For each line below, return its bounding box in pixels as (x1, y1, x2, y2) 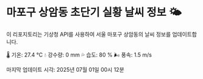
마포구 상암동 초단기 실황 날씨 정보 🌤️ (6, 5, 182, 19)
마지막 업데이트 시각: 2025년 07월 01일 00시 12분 (6, 66, 125, 73)
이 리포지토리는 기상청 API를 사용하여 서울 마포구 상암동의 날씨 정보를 (6, 30, 171, 38)
